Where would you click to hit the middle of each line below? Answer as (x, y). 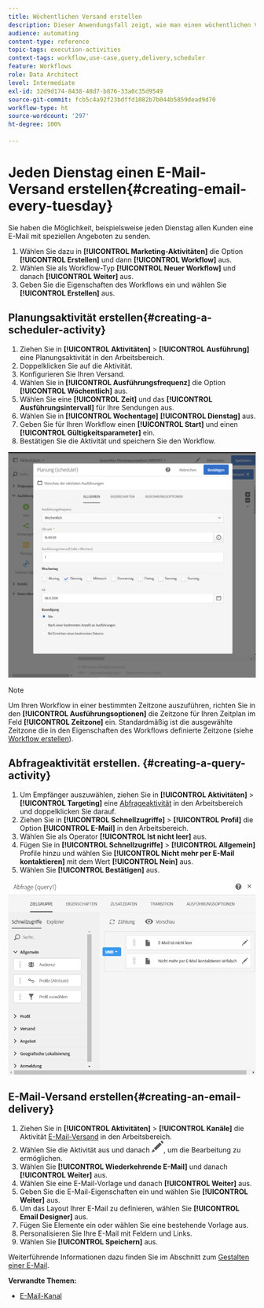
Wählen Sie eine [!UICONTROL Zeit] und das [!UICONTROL (116, 399)
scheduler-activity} (57, 330)
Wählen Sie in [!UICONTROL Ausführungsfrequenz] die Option (123, 382)
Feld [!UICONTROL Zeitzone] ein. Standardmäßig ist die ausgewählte (121, 722)
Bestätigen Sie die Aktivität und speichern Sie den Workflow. (117, 441)
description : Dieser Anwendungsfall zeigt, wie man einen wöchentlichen (130, 25)
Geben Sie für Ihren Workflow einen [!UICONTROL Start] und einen (128, 424)
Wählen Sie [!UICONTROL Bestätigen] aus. (90, 869)
